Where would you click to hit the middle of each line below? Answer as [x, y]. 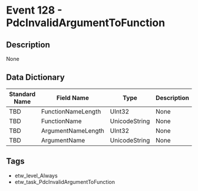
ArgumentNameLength [73, 131]
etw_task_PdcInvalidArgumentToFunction [65, 182]
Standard [22, 94]
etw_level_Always [36, 176]
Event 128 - [34, 10]
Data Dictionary [35, 77]
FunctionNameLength [71, 111]
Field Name [73, 98]
